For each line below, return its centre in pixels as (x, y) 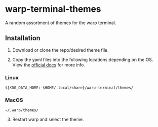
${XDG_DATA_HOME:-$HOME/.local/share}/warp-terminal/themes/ (69, 88)
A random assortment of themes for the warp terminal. (60, 23)
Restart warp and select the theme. (48, 120)
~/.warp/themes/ (22, 110)
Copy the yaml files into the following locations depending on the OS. (82, 60)
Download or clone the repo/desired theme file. (60, 50)
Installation (23, 38)
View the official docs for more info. (49, 64)
